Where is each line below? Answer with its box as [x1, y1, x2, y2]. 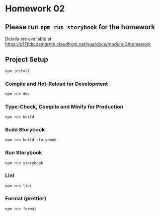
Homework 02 [5, 3, 65, 14]
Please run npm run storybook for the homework [5, 23, 156, 31]
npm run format [5, 206, 37, 211]
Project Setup [5, 55, 49, 64]
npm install [5, 68, 30, 73]
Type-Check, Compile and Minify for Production [5, 103, 124, 110]
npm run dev [5, 91, 30, 97]
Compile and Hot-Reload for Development [5, 80, 108, 87]
